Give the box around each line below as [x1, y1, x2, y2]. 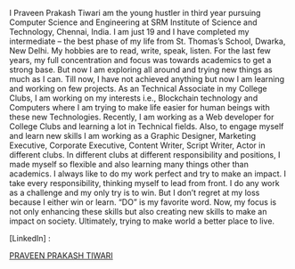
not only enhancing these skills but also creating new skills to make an [9, 207, 267, 216]
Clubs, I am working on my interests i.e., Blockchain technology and [9, 93, 258, 103]
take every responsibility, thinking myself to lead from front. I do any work [9, 178, 280, 188]
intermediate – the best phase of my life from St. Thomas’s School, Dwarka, [9, 36, 286, 46]
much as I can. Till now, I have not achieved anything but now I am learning [9, 74, 285, 84]
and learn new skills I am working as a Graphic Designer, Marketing [9, 131, 257, 141]
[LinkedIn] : [9, 233, 51, 243]
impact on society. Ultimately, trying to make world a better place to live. [9, 216, 275, 226]
